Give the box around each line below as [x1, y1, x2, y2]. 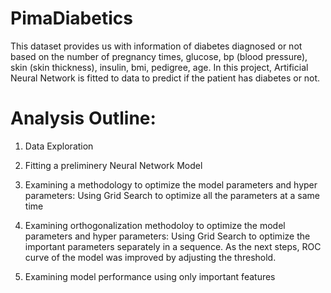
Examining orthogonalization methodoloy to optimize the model [24, 219, 286, 231]
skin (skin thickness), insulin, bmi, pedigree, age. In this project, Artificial [10, 61, 309, 73]
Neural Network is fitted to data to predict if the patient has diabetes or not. [10, 72, 321, 84]
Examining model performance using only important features [24, 270, 276, 282]
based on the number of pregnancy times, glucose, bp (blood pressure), [10, 50, 308, 62]
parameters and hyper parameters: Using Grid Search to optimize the [24, 230, 311, 242]
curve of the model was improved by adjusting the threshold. [24, 251, 277, 263]
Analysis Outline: [10, 107, 157, 130]
